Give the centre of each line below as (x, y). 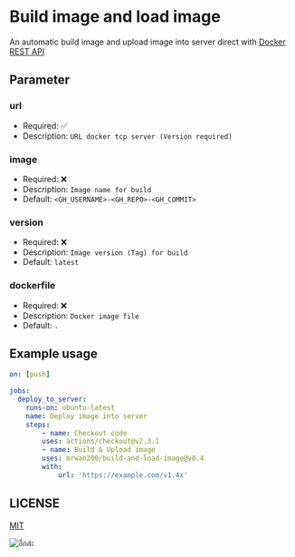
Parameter (40, 80)
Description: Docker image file (81, 316)
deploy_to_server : (52, 400)
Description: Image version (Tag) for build (105, 252)
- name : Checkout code (85, 433)
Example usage (53, 353)
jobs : (19, 391)
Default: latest (51, 262)
